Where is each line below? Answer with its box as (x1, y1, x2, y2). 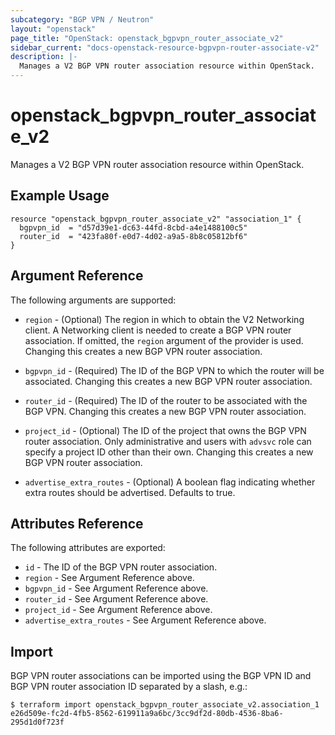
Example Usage (10, 187, 110, 205)
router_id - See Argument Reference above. (24, 593, 209, 605)
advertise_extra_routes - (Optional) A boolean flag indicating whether (24, 476, 316, 488)
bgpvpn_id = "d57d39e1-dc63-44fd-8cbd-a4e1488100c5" (19, 222, 248, 233)
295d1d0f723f (10, 717, 65, 728)
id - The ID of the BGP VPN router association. (24, 561, 218, 573)
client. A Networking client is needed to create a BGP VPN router (24, 324, 292, 336)
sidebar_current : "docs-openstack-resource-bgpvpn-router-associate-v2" (10, 42, 320, 53)
